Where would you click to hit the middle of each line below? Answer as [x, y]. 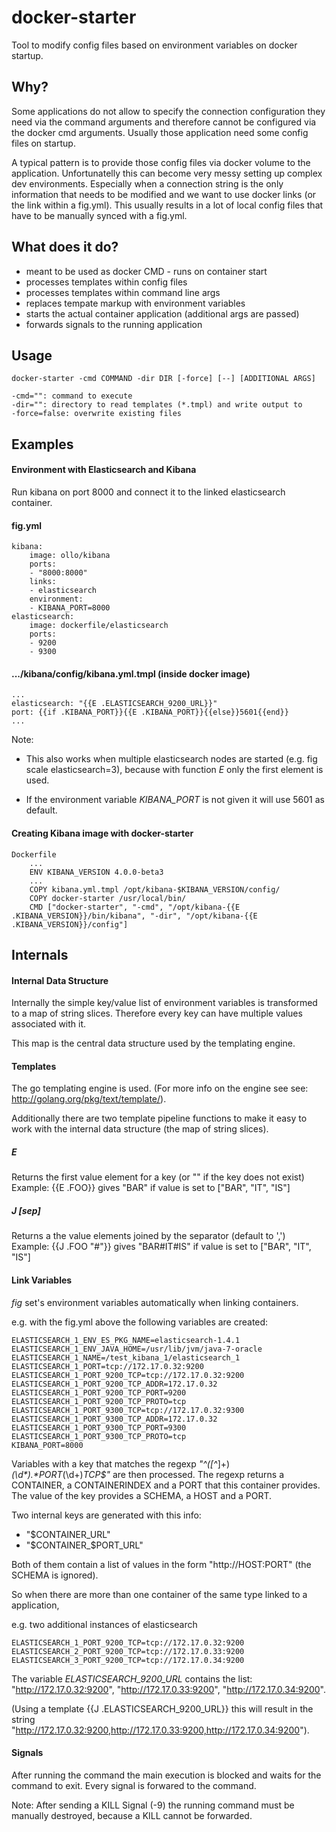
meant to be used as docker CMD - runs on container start [146, 271]
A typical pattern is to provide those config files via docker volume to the [161, 162]
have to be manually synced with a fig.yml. [99, 215]
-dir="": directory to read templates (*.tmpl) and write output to [157, 405]
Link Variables [42, 1280]
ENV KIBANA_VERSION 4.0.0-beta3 [96, 872]
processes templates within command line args [123, 292]
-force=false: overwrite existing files [97, 414]
